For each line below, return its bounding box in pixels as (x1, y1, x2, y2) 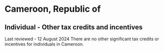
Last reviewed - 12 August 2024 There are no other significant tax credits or (4, 36, 159, 42)
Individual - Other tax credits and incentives (4, 23, 143, 31)
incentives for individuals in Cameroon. (4, 41, 84, 47)
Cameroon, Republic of (4, 3, 101, 15)
